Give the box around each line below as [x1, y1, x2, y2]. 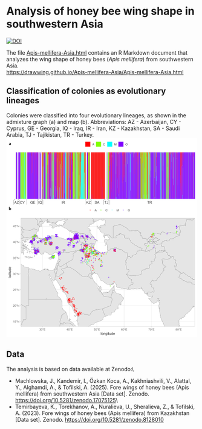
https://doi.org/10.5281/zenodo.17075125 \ [15, 396, 118, 403]
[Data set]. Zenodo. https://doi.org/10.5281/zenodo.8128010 [15, 416, 165, 423]
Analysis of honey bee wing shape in [6, 4, 195, 18]
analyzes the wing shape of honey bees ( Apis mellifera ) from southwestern [6, 55, 194, 63]
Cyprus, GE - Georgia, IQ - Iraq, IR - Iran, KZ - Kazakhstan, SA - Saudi [6, 125, 180, 132]
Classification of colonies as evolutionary [6, 86, 166, 97]
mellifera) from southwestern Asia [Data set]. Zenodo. [15, 390, 149, 397]
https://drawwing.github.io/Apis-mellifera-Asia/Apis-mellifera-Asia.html [6, 68, 184, 75]
